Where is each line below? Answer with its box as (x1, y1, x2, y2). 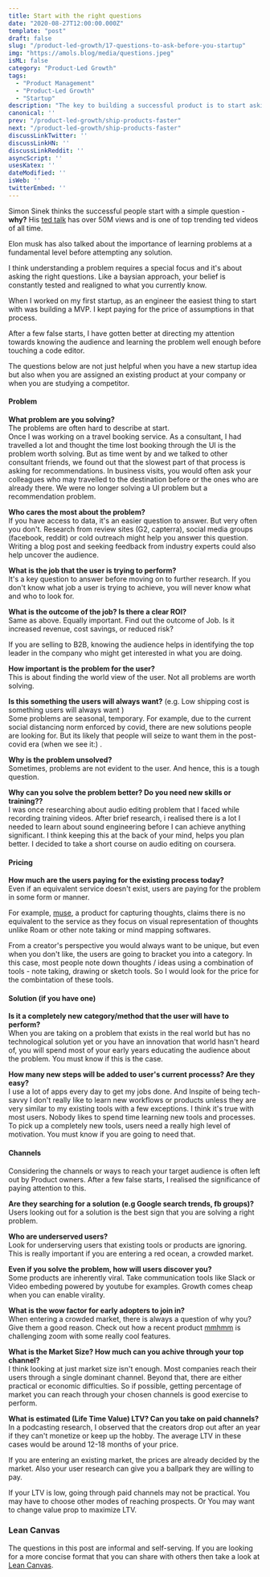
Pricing (8, 857, 34, 867)
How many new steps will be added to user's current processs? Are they (8, 1070, 256, 1079)
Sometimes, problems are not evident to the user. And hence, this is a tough (8, 763, 260, 773)
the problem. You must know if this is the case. (8, 1054, 163, 1064)
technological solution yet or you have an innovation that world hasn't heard (8, 1037, 260, 1047)
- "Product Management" (15, 79, 95, 87)
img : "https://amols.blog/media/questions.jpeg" (8, 49, 174, 57)
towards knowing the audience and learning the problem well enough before (8, 337, 261, 346)
